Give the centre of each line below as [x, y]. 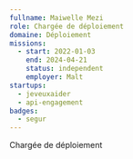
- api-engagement [51, 102]
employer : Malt [55, 77]
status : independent [65, 69]
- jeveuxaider [44, 94]
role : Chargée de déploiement [67, 26]
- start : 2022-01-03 [56, 52]
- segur [32, 119]
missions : [28, 43]
